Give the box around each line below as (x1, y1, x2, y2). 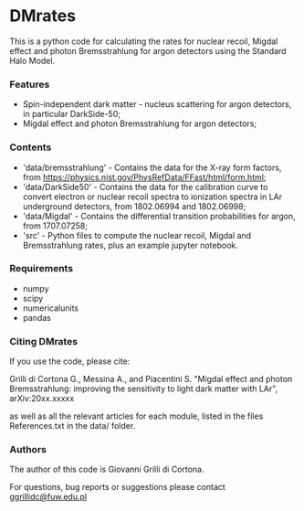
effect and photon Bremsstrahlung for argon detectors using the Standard (9, 45, 287, 56)
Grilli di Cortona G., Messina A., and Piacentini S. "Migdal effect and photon (9, 374, 293, 385)
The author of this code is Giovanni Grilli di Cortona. (9, 463, 204, 475)
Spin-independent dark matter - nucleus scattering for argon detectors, (22, 99, 292, 110)
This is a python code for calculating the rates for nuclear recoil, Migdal (9, 36, 278, 47)
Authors (9, 443, 47, 456)
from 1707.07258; (22, 220, 89, 231)
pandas (22, 312, 52, 323)
